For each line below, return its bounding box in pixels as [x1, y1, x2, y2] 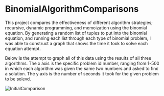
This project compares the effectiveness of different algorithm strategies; [5, 20, 153, 25]
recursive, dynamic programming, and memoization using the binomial [5, 24, 147, 30]
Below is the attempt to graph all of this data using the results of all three [5, 55, 152, 61]
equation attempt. [5, 46, 41, 51]
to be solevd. [5, 76, 31, 82]
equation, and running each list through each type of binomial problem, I [5, 35, 151, 41]
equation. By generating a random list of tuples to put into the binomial [5, 30, 147, 36]
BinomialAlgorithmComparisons [5, 3, 139, 15]
